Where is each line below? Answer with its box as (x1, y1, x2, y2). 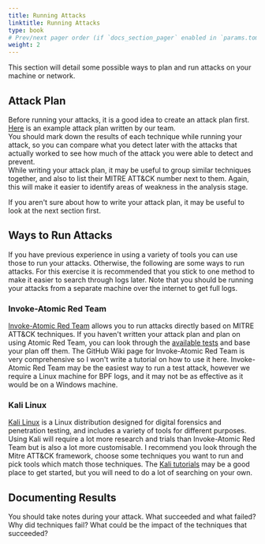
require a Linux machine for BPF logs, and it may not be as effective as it (8, 372, 244, 381)
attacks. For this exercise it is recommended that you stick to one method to (8, 266, 255, 276)
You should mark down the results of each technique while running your (8, 131, 242, 141)
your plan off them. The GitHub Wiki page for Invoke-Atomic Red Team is (8, 346, 245, 356)
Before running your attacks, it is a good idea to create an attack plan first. (8, 115, 250, 124)
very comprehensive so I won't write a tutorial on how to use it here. (8, 355, 230, 365)
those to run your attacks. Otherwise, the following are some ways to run (8, 258, 244, 267)
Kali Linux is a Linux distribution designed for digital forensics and (8, 417, 222, 427)
